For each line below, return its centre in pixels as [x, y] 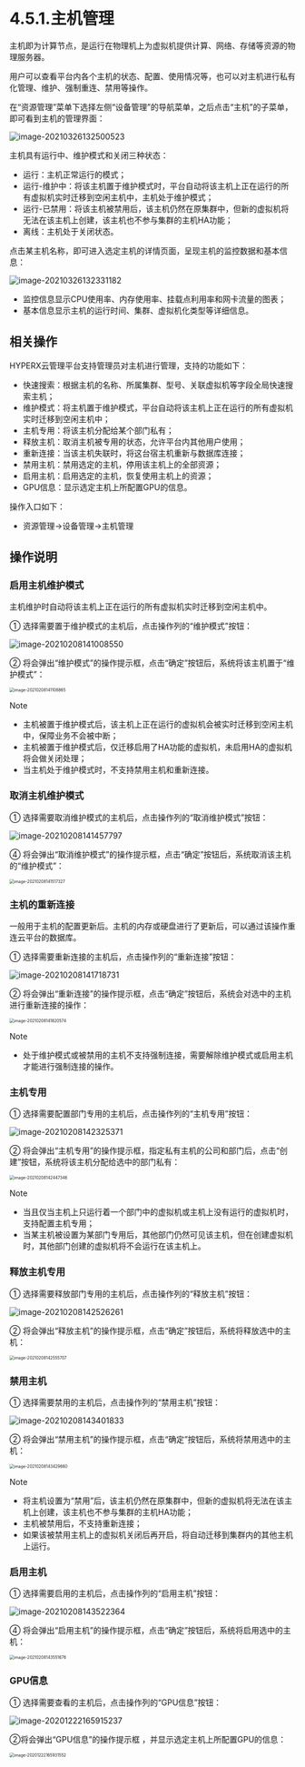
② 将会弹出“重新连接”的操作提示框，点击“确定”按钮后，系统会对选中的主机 [151, 994]
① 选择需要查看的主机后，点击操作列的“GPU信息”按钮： [116, 1702]
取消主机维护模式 [47, 796]
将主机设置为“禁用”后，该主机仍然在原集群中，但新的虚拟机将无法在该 [153, 1501]
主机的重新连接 [42, 904]
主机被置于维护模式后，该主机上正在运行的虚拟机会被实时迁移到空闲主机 [157, 725]
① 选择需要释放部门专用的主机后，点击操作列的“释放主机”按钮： [131, 1293]
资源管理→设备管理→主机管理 [78, 526]
